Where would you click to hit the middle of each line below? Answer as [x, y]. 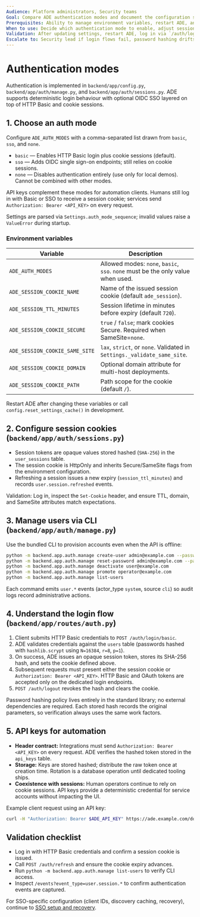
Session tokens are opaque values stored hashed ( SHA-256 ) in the [95, 452]
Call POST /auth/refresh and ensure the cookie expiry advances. [94, 865]
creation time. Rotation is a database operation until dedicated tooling [100, 771]
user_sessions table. [40, 458]
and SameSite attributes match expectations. [61, 502]
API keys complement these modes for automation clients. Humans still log [98, 192]
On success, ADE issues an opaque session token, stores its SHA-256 [101, 656]
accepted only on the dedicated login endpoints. [74, 682]
